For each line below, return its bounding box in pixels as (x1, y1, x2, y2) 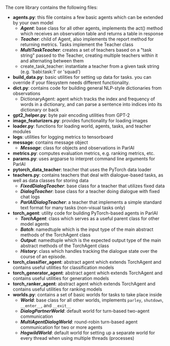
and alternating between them (20, 58, 84, 63)
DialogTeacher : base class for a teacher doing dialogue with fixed (20, 188, 160, 194)
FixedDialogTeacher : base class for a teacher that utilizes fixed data (20, 183, 165, 189)
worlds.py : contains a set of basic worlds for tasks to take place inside (12, 292, 162, 297)
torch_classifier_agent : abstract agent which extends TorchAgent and (12, 259, 162, 265)
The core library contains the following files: (5, 5, 98, 10)
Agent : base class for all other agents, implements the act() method (20, 25, 163, 31)
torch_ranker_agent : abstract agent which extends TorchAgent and (12, 281, 156, 287)
